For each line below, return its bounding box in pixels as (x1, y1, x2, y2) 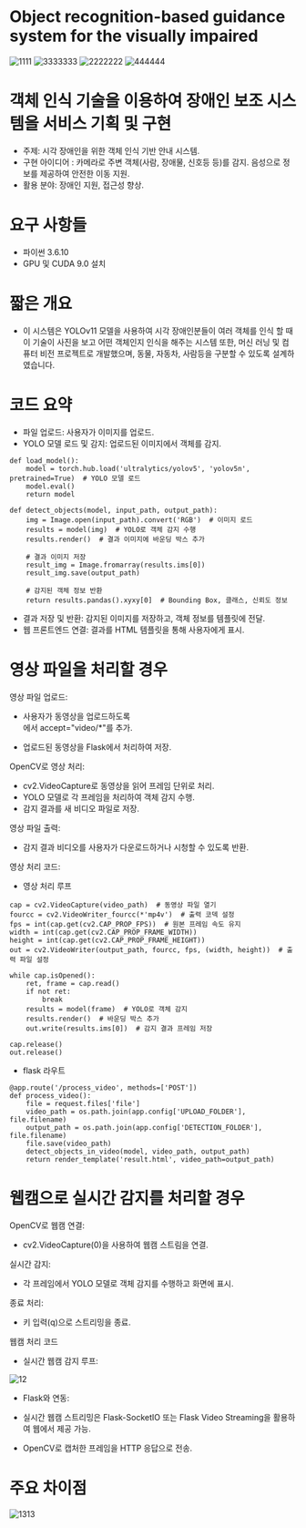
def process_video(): (9, 1091, 92, 1100)
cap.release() (9, 1040, 64, 1049)
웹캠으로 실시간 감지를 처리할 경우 (9, 1187, 245, 1208)
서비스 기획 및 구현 (42, 114, 172, 134)
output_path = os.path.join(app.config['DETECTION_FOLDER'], (25, 1123, 262, 1132)
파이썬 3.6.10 (22, 246, 69, 257)
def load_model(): (9, 456, 79, 466)
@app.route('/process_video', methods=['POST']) (9, 1082, 198, 1092)
